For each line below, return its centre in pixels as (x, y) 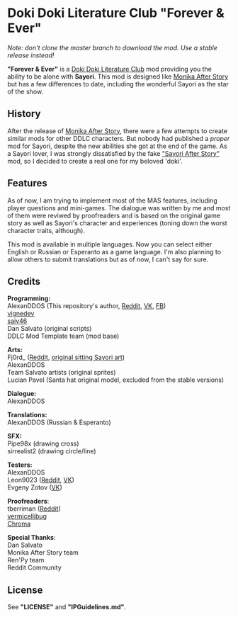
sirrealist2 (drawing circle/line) (52, 451)
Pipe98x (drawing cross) (43, 443)
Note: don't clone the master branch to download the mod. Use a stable (113, 47)
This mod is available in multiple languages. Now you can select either (110, 244)
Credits (24, 281)
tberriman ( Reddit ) (34, 509)
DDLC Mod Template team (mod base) (63, 336)
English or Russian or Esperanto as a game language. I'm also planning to (114, 251)
